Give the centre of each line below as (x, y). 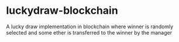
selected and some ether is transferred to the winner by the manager (89, 32)
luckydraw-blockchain (62, 11)
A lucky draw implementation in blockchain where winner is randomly (90, 26)
